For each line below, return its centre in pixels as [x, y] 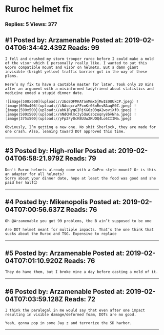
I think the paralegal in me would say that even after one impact [75, 311]
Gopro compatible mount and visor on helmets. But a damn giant [72, 67]
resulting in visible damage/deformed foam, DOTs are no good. [71, 315]
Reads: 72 [80, 299]
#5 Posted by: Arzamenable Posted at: [65, 253]
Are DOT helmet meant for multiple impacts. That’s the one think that [79, 229]
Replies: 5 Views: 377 [31, 24]
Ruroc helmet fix [39, 9]
